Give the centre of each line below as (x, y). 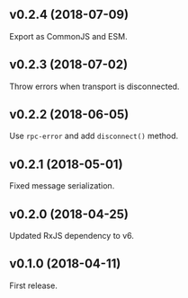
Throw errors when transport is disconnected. (94, 86)
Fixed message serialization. (62, 186)
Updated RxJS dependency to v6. (72, 236)
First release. (34, 285)
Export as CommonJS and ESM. (68, 36)
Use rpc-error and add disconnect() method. (94, 136)
